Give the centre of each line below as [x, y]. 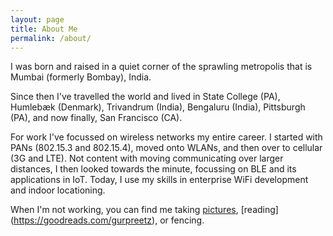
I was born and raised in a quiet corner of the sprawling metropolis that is [161, 67]
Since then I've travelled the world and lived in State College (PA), [145, 97]
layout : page [37, 19]
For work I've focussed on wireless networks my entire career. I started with [166, 137]
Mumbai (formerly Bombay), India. [81, 77]
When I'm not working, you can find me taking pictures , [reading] [144, 210]
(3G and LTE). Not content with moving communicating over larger [147, 158]
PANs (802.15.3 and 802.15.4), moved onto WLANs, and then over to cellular [166, 148]
